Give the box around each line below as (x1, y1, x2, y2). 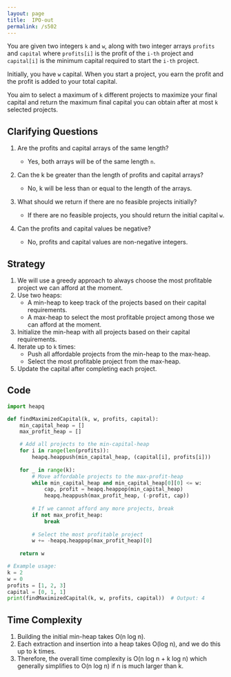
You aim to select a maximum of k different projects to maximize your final (7, 91, 217, 99)
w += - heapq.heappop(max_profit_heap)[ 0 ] (32, 537, 153, 544)
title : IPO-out (7, 17, 54, 24)
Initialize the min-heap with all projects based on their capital (17, 328, 190, 336)
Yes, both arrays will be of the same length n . (27, 157, 156, 166)
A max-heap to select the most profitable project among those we (27, 313, 215, 321)
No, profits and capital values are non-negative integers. (27, 238, 188, 246)
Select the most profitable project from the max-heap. (27, 357, 181, 365)
